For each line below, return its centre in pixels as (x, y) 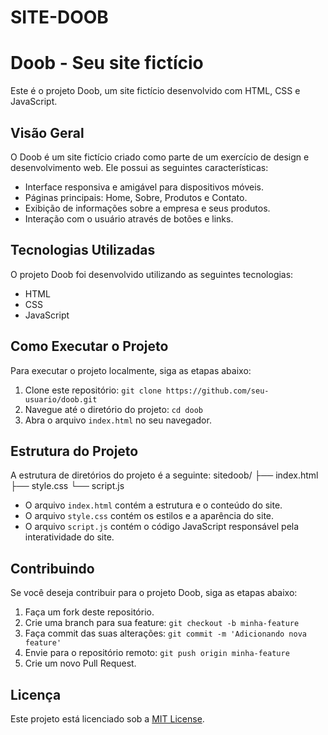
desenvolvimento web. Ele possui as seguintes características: (139, 167)
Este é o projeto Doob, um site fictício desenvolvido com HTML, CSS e (155, 91)
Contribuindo (52, 568)
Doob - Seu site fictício (107, 63)
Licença (36, 694)
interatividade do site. (69, 537)
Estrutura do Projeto (74, 451)
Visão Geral (47, 132)
